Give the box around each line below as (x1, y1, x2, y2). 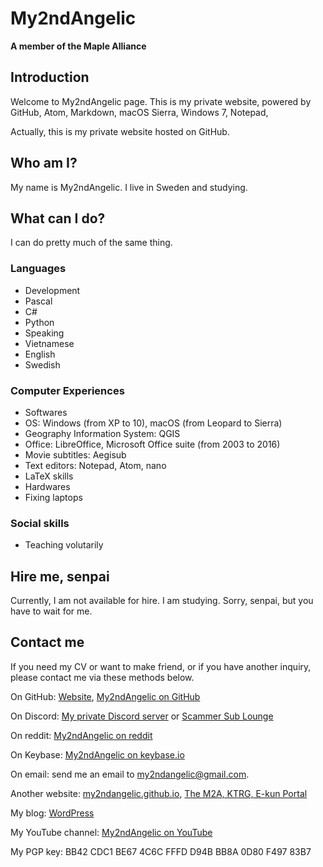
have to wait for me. (10, 605, 93, 617)
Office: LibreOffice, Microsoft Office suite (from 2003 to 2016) (24, 438, 281, 450)
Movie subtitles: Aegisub (24, 448, 127, 461)
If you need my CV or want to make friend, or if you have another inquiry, (10, 660, 312, 672)
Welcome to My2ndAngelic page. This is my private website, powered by (10, 95, 312, 107)
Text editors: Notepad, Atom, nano (24, 459, 167, 471)
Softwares (24, 406, 68, 418)
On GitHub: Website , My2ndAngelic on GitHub (10, 690, 201, 702)
